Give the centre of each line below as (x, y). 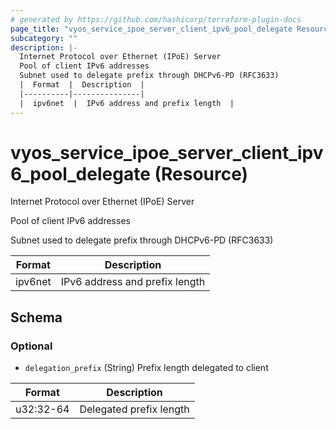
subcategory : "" (44, 38)
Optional (31, 346)
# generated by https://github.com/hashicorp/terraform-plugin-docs (156, 19)
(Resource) (201, 173)
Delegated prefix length (134, 409)
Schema (36, 317)
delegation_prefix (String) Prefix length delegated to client (146, 368)
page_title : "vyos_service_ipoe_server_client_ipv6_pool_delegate (151, 29)
